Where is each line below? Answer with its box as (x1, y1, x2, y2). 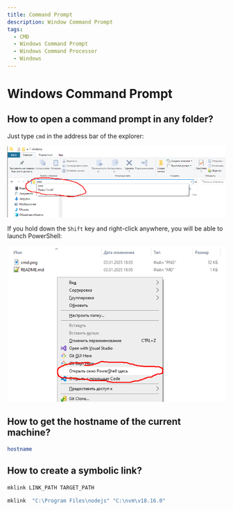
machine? (7, 426, 51, 438)
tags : (7, 26, 23, 33)
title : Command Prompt (7, 11, 73, 18)
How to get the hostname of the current (7, 415, 182, 427)
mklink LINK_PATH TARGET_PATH (7, 484, 95, 491)
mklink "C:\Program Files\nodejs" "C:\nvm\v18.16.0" (7, 497, 166, 505)
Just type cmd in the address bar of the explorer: (7, 132, 144, 140)
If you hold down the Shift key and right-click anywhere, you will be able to (7, 224, 223, 233)
